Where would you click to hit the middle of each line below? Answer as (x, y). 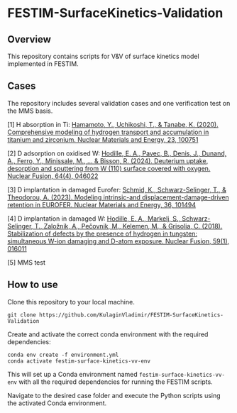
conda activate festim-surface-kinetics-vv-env (79, 361)
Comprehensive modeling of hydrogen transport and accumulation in (108, 132)
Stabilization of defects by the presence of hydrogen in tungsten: (102, 233)
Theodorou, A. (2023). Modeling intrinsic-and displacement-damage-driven (118, 197)
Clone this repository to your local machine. (71, 302)
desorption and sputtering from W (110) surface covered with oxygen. (109, 168)
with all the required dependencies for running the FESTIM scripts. (116, 382)
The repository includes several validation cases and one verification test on (119, 103)
